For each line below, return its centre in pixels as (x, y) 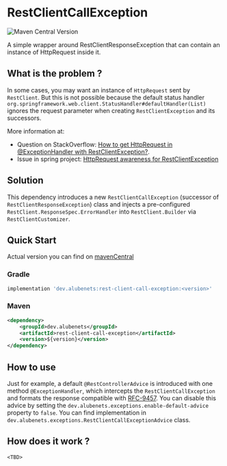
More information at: (36, 131)
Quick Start (32, 240)
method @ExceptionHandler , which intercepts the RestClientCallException (111, 391)
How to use (31, 367)
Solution (25, 180)
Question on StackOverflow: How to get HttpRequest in (95, 144)
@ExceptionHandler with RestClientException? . (83, 151)
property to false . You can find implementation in (77, 413)
